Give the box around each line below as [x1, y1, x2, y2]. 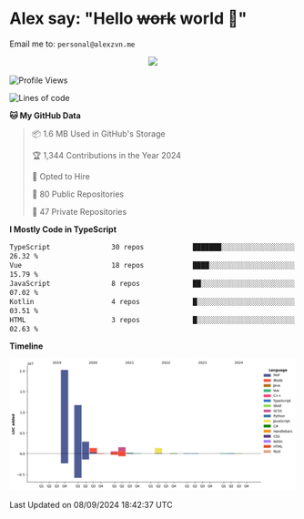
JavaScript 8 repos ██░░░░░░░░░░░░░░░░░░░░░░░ [9, 279, 296, 288]
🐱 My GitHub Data [9, 109, 82, 121]
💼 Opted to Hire [31, 170, 91, 181]
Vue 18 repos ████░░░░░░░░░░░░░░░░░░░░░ [9, 260, 296, 270]
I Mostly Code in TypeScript [9, 223, 117, 235]
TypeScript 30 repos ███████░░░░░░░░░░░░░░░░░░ [9, 242, 296, 251]
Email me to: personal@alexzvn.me [9, 38, 136, 49]
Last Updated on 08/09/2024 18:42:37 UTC [9, 500, 173, 511]
